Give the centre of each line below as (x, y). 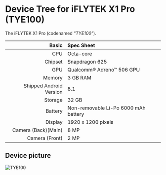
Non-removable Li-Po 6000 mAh (106, 108)
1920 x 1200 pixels (90, 122)
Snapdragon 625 (87, 62)
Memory (53, 77)
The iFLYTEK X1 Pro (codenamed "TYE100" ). (51, 33)
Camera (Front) (45, 138)
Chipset (53, 62)
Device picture (28, 156)
